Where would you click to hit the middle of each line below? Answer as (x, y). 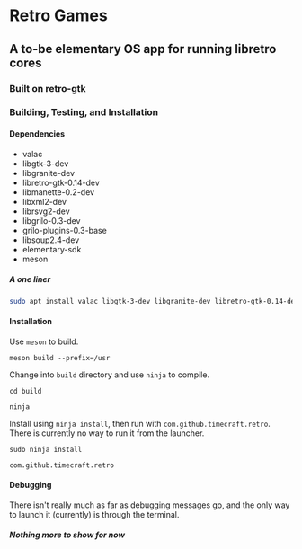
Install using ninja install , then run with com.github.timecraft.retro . (140, 423)
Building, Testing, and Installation (84, 112)
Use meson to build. (44, 341)
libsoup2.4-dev (51, 240)
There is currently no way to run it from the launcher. (107, 433)
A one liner (30, 279)
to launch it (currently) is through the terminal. (94, 514)
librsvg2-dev (46, 211)
